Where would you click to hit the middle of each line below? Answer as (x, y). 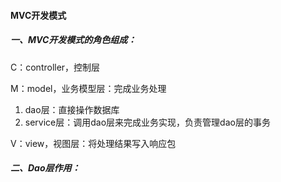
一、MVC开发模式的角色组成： (73, 40)
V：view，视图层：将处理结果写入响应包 (93, 143)
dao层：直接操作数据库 (72, 109)
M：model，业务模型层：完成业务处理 (88, 88)
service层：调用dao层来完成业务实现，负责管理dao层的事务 (147, 122)
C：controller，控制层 (55, 67)
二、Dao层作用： (45, 168)
